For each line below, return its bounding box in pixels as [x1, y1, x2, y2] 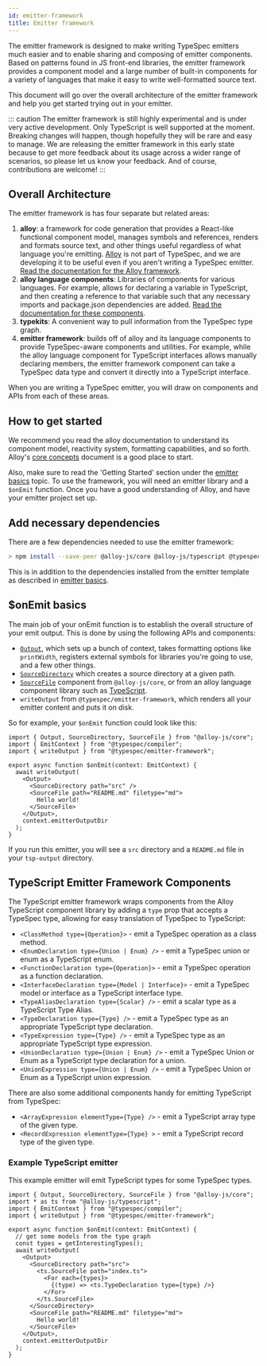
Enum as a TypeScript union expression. [19, 1073, 153, 1082]
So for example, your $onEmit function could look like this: [8, 718, 197, 727]
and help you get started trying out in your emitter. [8, 99, 173, 108]
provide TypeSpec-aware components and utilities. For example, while [19, 342, 251, 352]
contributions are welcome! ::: [8, 164, 106, 174]
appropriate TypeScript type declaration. [19, 1022, 153, 1031]
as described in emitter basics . [8, 575, 109, 585]
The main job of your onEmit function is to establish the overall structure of [8, 619, 253, 629]
